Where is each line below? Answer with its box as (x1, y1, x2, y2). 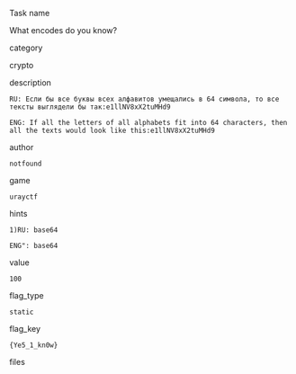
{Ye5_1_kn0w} (9, 341, 58, 350)
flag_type (9, 290, 44, 300)
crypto (9, 60, 34, 70)
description (9, 77, 52, 88)
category (9, 42, 43, 53)
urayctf (9, 192, 39, 201)
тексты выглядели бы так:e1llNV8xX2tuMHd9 (9, 102, 171, 111)
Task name (9, 8, 50, 18)
